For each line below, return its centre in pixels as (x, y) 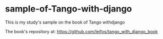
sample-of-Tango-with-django (69, 9)
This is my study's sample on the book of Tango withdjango (65, 22)
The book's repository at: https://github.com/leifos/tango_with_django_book (81, 31)
